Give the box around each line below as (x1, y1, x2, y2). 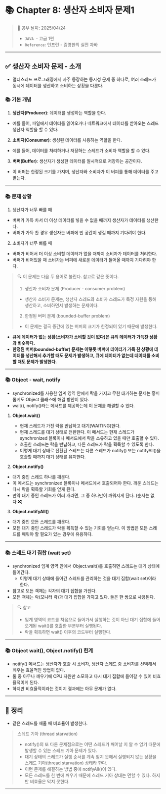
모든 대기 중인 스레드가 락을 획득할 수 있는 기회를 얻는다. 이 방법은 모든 (12, 525, 148, 530)
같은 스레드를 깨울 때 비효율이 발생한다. (12, 720, 88, 726)
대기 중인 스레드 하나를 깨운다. (12, 474, 71, 479)
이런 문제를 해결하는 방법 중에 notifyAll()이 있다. (24, 766, 117, 772)
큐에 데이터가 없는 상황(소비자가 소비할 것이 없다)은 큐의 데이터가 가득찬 (12, 334, 149, 340)
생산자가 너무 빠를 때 (12, 207, 52, 213)
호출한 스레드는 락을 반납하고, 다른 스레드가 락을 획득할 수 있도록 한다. (19, 441, 154, 447)
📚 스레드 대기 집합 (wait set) (5, 549, 71, 556)
